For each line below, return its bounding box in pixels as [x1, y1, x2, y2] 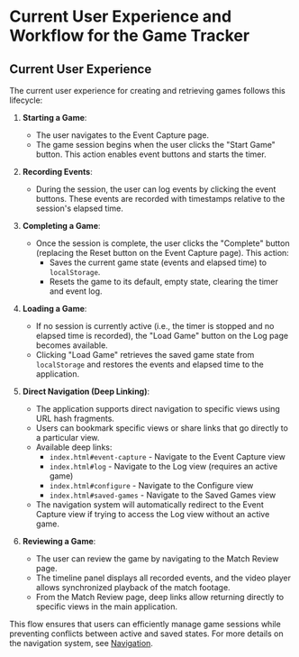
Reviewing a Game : [22, 536, 96, 546]
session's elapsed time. [35, 203, 123, 214]
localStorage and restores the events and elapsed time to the [35, 359, 264, 370]
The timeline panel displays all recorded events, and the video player [35, 572, 291, 583]
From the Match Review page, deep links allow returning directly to [35, 592, 285, 602]
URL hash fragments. [35, 413, 115, 424]
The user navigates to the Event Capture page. [35, 130, 210, 141]
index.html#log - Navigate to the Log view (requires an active [49, 461, 278, 471]
